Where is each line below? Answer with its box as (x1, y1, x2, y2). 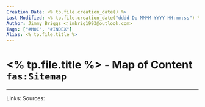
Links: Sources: (6, 95, 45, 102)
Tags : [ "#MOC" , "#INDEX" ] (6, 26, 72, 32)
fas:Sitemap (6, 71, 67, 83)
